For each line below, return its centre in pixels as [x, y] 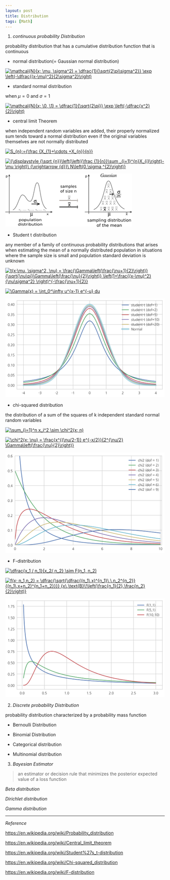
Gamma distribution [26, 808]
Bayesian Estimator [33, 764]
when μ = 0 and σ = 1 [28, 96]
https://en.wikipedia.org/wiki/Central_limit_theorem [58, 843]
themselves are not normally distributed [47, 142]
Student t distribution [34, 235]
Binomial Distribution [34, 734]
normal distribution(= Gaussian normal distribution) [66, 61]
